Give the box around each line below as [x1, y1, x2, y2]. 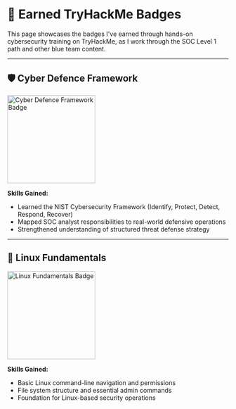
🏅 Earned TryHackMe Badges [7, 6, 181, 23]
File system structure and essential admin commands [17, 386, 172, 394]
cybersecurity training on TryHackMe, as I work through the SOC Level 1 [7, 37, 216, 45]
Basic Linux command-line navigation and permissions [17, 378, 176, 386]
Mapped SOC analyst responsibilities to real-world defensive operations [17, 218, 226, 226]
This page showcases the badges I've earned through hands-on [7, 30, 193, 38]
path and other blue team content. [7, 44, 106, 53]
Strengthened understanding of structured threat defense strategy [17, 225, 210, 233]
